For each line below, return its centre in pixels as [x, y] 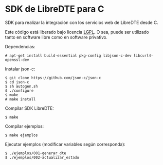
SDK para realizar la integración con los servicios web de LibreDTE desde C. [81, 22]
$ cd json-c [17, 82]
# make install [20, 99]
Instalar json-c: [20, 69]
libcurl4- [143, 55]
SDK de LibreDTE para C [55, 9]
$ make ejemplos [21, 135]
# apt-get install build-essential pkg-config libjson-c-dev [68, 55]
